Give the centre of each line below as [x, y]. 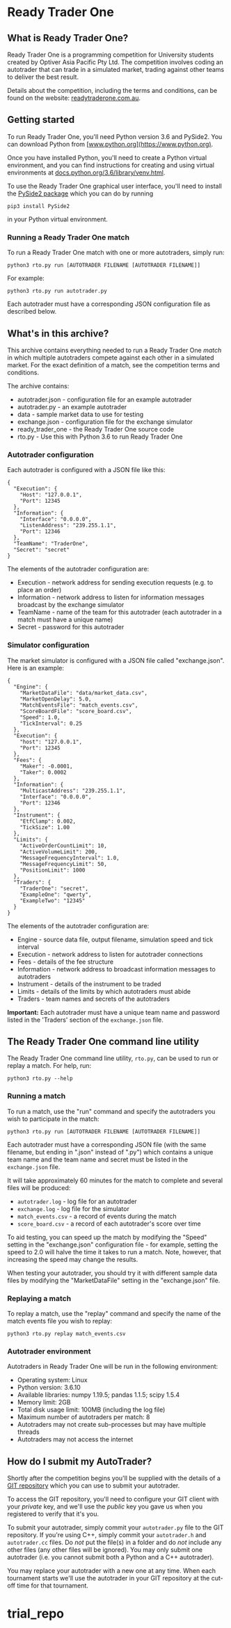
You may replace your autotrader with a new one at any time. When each [112, 1571]
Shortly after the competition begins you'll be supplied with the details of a [114, 1479]
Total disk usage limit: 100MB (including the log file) [91, 1410]
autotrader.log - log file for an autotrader [77, 1201]
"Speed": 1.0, [40, 717]
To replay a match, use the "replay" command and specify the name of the [114, 1313]
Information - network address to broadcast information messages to [116, 969]
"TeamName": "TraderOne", [51, 544]
